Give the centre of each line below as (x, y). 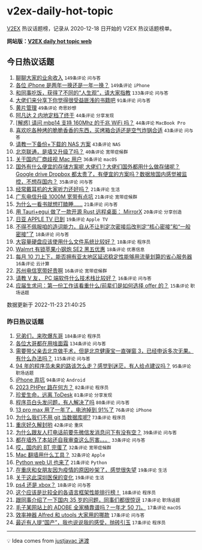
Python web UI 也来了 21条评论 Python (61, 462)
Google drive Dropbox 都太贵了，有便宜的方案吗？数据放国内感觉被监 (101, 174)
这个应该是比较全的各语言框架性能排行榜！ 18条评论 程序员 (86, 492)
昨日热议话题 (25, 321)
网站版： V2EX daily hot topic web (49, 41)
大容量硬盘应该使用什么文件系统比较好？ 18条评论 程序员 (83, 241)
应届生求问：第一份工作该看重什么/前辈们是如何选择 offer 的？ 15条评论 (102, 285)
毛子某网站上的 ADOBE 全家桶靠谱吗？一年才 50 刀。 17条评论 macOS (98, 507)
